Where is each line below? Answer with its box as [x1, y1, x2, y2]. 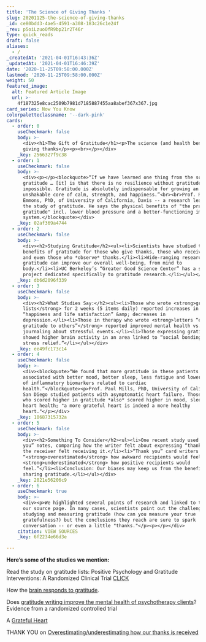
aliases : [6, 44, 29, 50]
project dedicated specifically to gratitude [22, 271, 141, 278]
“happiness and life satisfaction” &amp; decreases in [22, 311, 166, 318]
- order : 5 [12, 420, 40, 426]
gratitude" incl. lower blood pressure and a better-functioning [22, 209, 193, 215]
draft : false [6, 37, 40, 44]
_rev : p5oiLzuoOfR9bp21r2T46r [6, 26, 84, 33]
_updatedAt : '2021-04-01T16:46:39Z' [6, 60, 100, 66]
